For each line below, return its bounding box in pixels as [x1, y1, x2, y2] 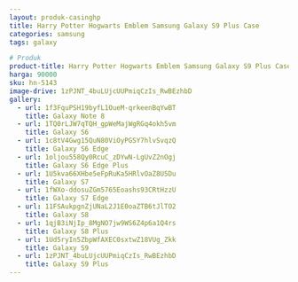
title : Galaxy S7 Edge [25, 194, 109, 203]
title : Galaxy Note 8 [25, 112, 105, 121]
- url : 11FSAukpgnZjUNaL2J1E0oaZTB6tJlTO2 [17, 202, 176, 211]
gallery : [9, 95, 42, 104]
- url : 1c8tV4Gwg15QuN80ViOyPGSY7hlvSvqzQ [17, 137, 176, 145]
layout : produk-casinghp [9, 12, 101, 22]
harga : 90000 [9, 70, 58, 80]
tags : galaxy [9, 37, 58, 47]
